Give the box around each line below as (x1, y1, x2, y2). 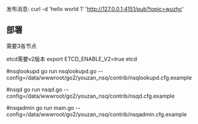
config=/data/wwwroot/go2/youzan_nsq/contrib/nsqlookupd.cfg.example (6, 74, 193, 81)
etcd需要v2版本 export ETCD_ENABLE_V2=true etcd (6, 55, 137, 62)
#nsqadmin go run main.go (6, 104, 75, 111)
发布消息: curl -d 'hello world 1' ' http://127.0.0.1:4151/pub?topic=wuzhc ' (6, 5, 185, 12)
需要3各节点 (6, 42, 37, 49)
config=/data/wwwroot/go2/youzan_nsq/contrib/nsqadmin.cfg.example (6, 111, 188, 118)
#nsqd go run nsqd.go (6, 86, 63, 93)
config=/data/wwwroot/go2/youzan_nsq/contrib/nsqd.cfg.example (6, 92, 175, 100)
